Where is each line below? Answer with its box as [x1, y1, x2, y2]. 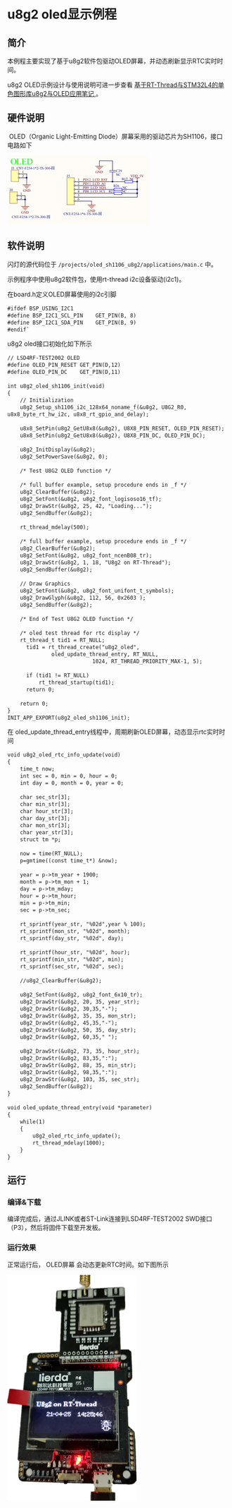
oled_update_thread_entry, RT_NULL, [51, 651, 159, 658]
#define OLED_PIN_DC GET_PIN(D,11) [7, 368, 121, 375]
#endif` [7, 326, 30, 333]
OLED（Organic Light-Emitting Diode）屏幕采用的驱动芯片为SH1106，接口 [8, 132, 224, 140]
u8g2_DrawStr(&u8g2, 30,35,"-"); [20, 1005, 118, 1013]
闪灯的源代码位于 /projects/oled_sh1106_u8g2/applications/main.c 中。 [7, 260, 218, 268]
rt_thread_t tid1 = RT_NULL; [20, 637, 105, 644]
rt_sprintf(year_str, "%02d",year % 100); [20, 920, 146, 928]
